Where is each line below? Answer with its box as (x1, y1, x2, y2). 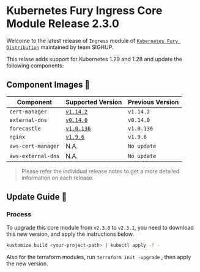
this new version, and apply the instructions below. (6, 230, 135, 238)
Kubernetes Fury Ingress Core (6, 4, 163, 18)
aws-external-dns (9, 153, 60, 159)
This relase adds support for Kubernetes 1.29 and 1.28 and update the (6, 55, 182, 62)
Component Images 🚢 (6, 80, 91, 90)
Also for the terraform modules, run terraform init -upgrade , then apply (6, 254, 191, 261)
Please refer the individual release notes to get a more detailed (21, 167, 180, 175)
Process (6, 210, 32, 219)
